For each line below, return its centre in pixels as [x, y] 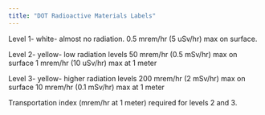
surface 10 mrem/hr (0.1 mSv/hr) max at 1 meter [86, 87]
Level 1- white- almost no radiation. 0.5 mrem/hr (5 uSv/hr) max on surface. [133, 39]
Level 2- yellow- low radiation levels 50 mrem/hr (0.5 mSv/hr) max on [123, 54]
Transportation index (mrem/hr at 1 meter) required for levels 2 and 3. [123, 102]
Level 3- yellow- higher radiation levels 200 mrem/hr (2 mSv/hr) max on [127, 78]
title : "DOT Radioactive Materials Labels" [82, 16]
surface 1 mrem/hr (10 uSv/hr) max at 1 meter [83, 63]
